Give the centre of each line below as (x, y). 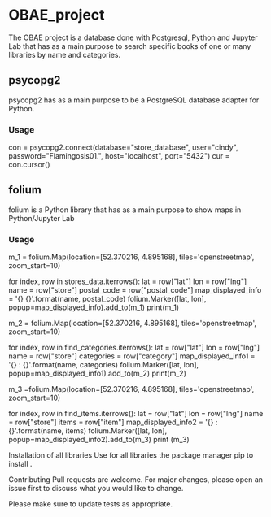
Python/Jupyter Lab (42, 218)
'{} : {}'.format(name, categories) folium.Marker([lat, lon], (104, 365)
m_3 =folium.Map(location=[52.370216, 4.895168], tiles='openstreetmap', (131, 389)
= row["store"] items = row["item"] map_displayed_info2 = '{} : (113, 422)
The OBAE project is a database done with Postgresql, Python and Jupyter (133, 37)
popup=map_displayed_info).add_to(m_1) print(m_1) (94, 307)
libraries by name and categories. (64, 54)
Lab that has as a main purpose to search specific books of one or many (130, 46)
